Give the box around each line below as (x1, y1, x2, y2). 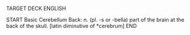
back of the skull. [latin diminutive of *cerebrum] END (6, 23, 137, 29)
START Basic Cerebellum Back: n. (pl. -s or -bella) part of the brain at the (6, 16, 185, 23)
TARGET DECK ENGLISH (6, 5, 66, 12)
